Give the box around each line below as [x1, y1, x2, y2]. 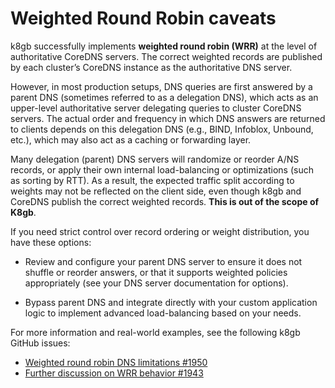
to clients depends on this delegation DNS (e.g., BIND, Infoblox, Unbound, [10, 123, 314, 135]
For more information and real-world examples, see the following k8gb [10, 326, 301, 338]
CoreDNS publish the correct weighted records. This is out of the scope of [10, 195, 320, 207]
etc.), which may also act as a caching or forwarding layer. [10, 133, 252, 146]
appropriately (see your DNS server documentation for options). [24, 277, 289, 289]
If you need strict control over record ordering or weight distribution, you [10, 225, 310, 237]
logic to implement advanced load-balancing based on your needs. [24, 307, 302, 319]
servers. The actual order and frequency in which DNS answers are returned [10, 112, 326, 124]
